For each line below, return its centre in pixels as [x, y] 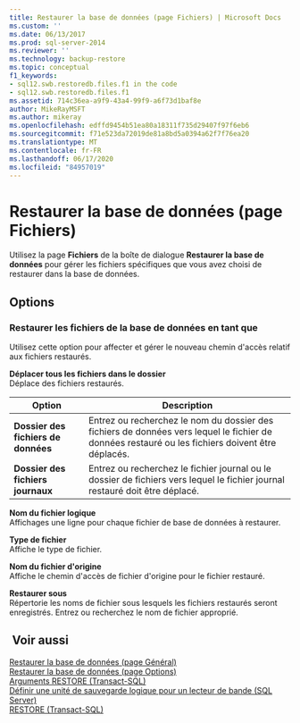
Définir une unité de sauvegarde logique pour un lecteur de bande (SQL [141, 690]
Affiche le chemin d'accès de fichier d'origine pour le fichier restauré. [137, 576]
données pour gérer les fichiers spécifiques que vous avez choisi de [136, 265]
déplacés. [108, 454]
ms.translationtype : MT [54, 142]
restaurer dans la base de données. [75, 274]
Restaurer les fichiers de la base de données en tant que [134, 327]
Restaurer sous [38, 593]
